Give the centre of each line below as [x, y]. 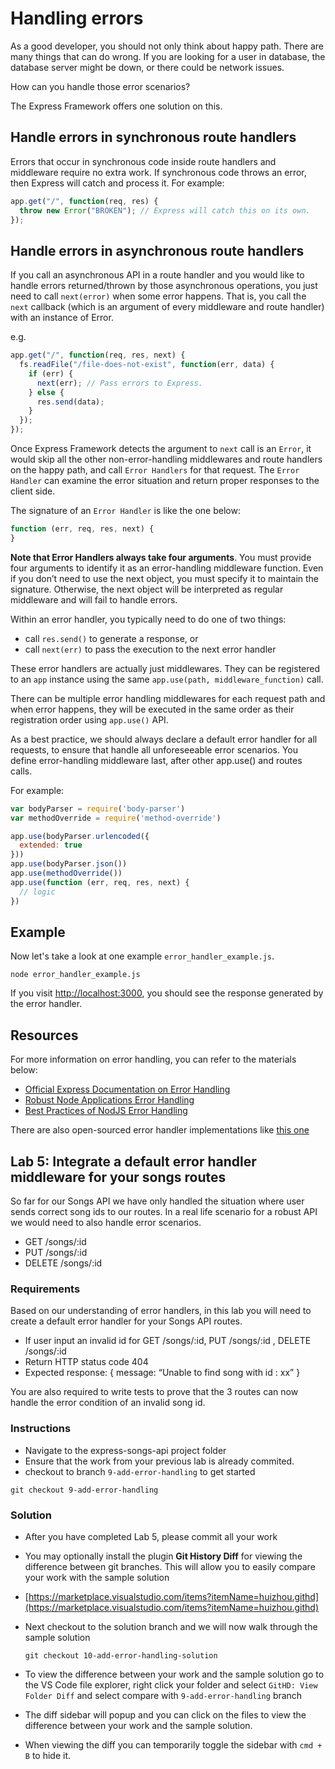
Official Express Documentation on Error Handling [127, 1089]
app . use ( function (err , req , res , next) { [100, 882]
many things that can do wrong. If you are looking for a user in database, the [168, 56]
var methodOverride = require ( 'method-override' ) [116, 818]
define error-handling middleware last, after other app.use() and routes [156, 760]
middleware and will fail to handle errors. [94, 599]
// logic [37, 892]
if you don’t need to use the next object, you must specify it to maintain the [165, 578]
